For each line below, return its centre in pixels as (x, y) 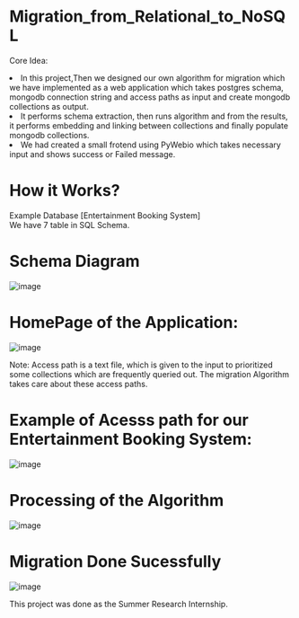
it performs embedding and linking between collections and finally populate (149, 125)
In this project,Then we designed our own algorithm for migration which (153, 77)
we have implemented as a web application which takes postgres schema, (147, 87)
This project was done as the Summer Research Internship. (119, 604)
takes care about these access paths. (79, 384)
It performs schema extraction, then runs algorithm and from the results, (155, 116)
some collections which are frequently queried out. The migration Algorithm (149, 374)
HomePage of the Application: (124, 322)
